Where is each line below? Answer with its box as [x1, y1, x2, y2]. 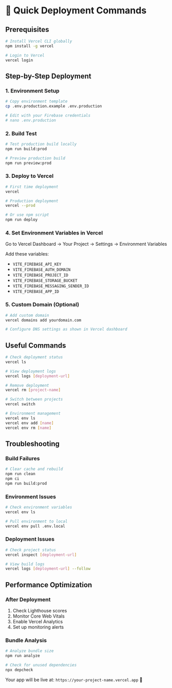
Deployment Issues [5, 536, 55, 543]
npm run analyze [5, 653, 40, 659]
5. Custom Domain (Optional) [5, 301, 80, 308]
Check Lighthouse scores [12, 608, 67, 614]
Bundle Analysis [5, 637, 47, 644]
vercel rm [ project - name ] [5, 388, 61, 393]
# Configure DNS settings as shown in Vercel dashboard [5, 327, 127, 332]
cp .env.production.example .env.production [5, 104, 102, 109]
